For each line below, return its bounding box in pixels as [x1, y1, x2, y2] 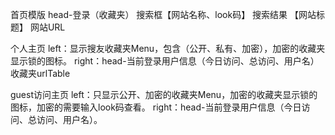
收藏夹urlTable [10, 68, 71, 79]
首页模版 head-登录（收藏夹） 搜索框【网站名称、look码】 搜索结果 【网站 [10, 9, 317, 20]
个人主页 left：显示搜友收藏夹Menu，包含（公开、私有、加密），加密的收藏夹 [10, 43, 326, 54]
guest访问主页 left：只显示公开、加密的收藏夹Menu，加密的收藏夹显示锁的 [10, 89, 318, 100]
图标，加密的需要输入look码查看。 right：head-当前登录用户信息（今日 [10, 101, 302, 113]
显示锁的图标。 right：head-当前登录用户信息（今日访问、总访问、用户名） [10, 55, 320, 67]
